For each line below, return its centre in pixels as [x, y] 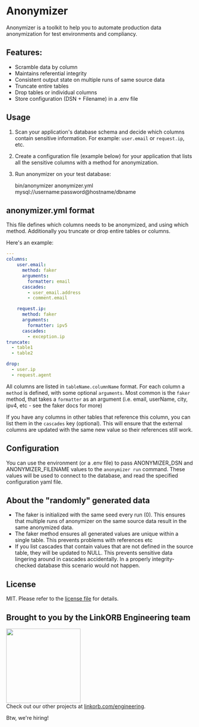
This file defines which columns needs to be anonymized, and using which [97, 225]
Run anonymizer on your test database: [63, 174]
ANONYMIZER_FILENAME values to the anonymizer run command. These [96, 469]
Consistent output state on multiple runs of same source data [90, 79]
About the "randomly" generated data [78, 500]
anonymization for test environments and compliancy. [72, 33]
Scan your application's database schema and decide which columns [100, 132]
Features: [24, 53]
